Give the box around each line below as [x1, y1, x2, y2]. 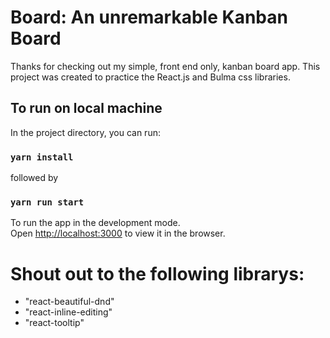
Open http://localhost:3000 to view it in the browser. [10, 227, 226, 240]
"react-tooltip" [24, 317, 85, 329]
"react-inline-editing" [24, 306, 113, 318]
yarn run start [10, 196, 85, 208]
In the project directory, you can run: [10, 126, 161, 138]
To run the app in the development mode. [10, 217, 181, 229]
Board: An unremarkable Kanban [10, 6, 288, 29]
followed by [10, 172, 59, 184]
